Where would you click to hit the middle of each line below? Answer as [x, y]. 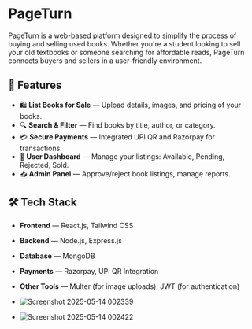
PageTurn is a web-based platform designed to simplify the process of [122, 35]
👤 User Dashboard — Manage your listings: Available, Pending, [122, 156]
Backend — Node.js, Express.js [70, 240]
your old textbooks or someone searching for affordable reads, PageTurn [126, 52]
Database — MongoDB [57, 256]
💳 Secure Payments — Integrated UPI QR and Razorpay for [117, 137]
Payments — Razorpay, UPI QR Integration [89, 271]
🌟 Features [35, 85]
